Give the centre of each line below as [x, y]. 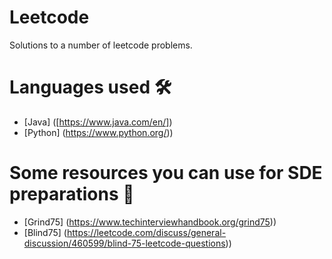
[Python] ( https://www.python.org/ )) [98, 132]
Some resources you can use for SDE [166, 173]
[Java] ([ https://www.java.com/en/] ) [98, 122]
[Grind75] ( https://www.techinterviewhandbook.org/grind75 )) [150, 222]
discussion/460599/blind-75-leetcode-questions [124, 243]
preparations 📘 [72, 194]
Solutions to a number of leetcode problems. [101, 45]
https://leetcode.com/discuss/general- [146, 232]
